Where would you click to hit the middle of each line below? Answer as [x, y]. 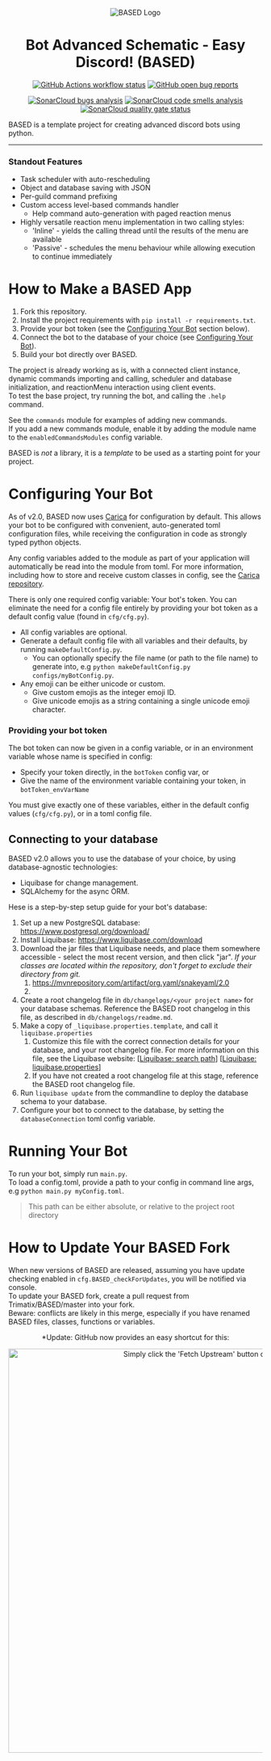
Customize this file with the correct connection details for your [136, 1042]
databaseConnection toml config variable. [88, 1119]
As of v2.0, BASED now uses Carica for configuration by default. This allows [135, 516]
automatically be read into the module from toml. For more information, [126, 567]
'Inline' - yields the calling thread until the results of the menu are [140, 231]
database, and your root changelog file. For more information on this [146, 1050]
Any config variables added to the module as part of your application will [129, 558]
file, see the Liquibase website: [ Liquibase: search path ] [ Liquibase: [144, 1059]
